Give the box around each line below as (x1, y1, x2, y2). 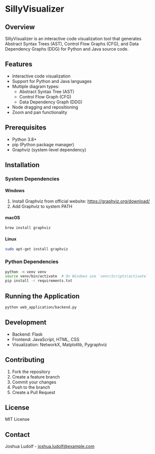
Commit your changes (12, 379, 57, 385)
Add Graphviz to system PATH (12, 204, 73, 209)
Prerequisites (5, 123, 46, 132)
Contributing (5, 356, 45, 364)
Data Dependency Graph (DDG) (19, 99, 83, 105)
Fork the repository (12, 369, 51, 375)
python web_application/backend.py (5, 305, 77, 310)
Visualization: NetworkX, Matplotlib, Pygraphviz (12, 341, 108, 347)
